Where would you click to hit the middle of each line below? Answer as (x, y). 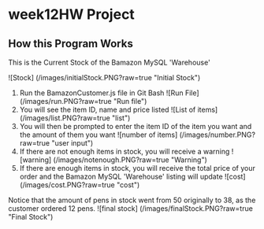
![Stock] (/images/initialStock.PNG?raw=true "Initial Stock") (104, 78)
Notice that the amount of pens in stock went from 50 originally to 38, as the (132, 200)
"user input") (72, 143)
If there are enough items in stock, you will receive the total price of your (138, 168)
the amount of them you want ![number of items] (99, 135)
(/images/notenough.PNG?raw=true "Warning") (130, 160)
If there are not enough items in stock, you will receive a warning (125, 151)
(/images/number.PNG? (218, 135)
